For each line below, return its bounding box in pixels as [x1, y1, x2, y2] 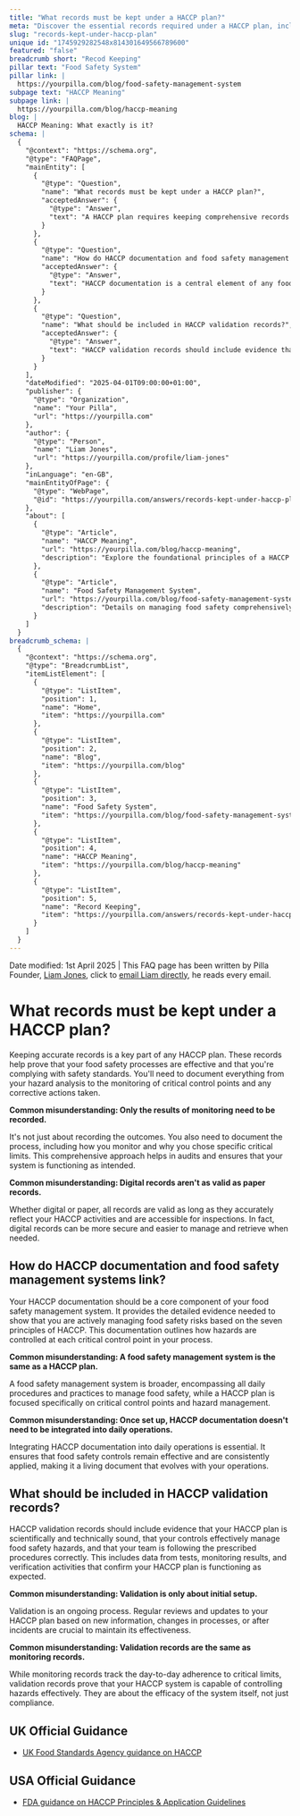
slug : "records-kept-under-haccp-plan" [9, 29, 158, 38]
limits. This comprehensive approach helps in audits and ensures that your [9, 1150, 283, 1161]
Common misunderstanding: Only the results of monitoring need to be [9, 1105, 275, 1115]
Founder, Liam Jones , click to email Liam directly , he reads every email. [9, 969, 271, 979]
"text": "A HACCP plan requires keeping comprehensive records [48, 212, 290, 222]
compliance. [9, 1697, 55, 1708]
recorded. [9, 1114, 47, 1124]
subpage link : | [9, 96, 70, 105]
